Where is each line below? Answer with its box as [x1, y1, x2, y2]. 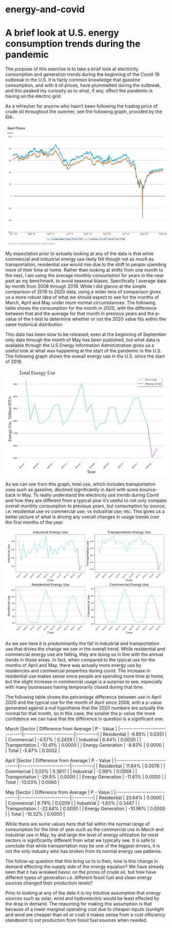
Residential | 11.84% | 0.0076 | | [99, 763, 165, 769]
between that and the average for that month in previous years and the [5, 310, 155, 317]
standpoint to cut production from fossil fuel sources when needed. [5, 917, 147, 923]
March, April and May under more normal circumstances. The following [5, 300, 156, 306]
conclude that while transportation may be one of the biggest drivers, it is [5, 842, 160, 848]
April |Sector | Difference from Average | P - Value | [5, 757, 114, 763]
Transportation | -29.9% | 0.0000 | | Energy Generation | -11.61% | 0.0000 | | [5, 774, 166, 780]
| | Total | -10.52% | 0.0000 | [5, 811, 65, 817]
